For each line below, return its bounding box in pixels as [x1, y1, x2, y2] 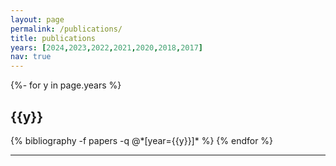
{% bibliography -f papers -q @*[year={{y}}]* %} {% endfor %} [10, 134, 274, 146]
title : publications [10, 33, 97, 43]
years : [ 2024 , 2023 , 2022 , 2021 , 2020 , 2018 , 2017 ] [10, 42, 203, 53]
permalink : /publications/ [10, 24, 123, 34]
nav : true [10, 52, 52, 62]
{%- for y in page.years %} [10, 79, 122, 91]
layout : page [10, 14, 65, 25]
